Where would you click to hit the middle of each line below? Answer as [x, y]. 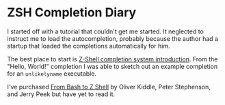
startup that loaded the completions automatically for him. [89, 46]
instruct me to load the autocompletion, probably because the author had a [113, 38]
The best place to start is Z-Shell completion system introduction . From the [112, 59]
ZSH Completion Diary [72, 13]
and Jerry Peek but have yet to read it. [61, 94]
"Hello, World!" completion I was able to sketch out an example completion [112, 66]
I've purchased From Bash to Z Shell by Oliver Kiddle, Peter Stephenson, [109, 87]
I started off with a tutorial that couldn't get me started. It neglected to [105, 31]
